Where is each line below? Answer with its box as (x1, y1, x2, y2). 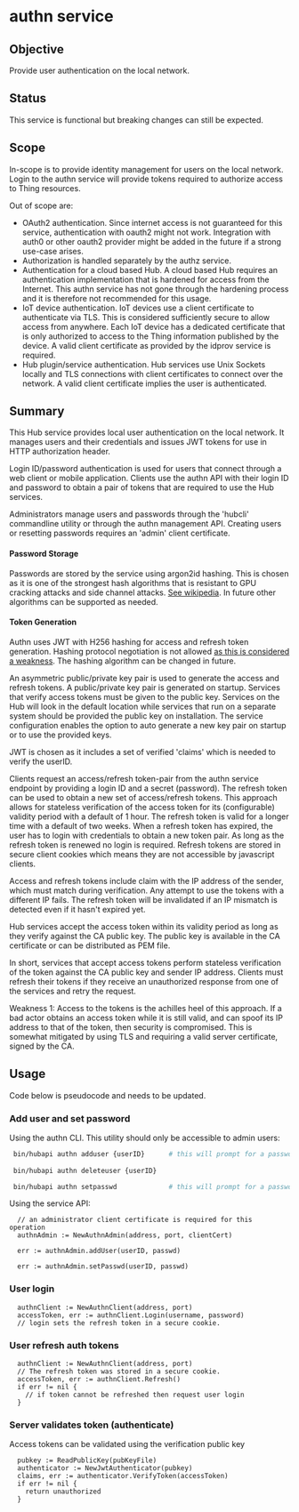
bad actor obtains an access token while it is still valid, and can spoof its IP (9, 1012, 283, 1023)
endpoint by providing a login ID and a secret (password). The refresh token (9, 783, 287, 793)
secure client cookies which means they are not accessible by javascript (9, 848, 275, 859)
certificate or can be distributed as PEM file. (9, 940, 171, 951)
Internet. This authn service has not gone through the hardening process (21, 283, 289, 294)
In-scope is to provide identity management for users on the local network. (9, 164, 284, 174)
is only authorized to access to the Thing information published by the (21, 331, 279, 342)
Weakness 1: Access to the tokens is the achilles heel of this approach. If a (9, 1002, 282, 1013)
